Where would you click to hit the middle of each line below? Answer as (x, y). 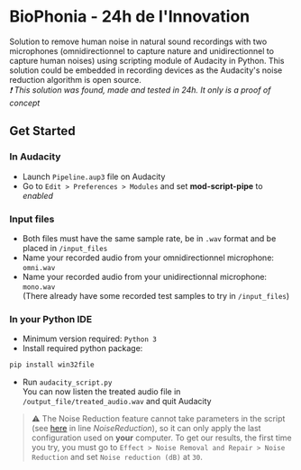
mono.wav (39, 287)
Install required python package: (82, 348)
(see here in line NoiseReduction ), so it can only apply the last (146, 429)
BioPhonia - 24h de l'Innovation (130, 17)
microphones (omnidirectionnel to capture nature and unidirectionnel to (142, 50)
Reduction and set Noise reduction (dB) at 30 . (117, 457)
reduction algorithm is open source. (76, 79)
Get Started (42, 131)
